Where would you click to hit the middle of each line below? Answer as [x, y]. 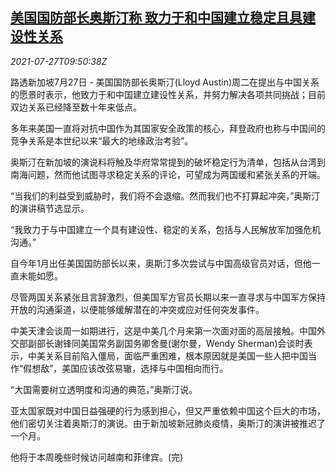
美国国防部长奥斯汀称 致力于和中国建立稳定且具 [156, 18]
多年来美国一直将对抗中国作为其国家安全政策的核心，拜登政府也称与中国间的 [168, 128]
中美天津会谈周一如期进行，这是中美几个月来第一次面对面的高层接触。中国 [163, 330]
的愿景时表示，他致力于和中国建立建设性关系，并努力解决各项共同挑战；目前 [168, 94]
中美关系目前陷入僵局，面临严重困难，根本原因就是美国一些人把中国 [167, 355]
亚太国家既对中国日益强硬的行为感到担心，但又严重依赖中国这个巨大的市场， [168, 410]
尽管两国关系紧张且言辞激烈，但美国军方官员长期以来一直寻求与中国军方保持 [168, 297]
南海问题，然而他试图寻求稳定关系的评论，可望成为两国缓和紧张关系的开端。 [168, 174]
